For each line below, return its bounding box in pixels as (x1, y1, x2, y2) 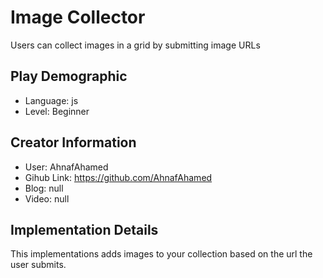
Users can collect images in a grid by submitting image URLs (10, 39, 261, 51)
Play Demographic (10, 68, 128, 85)
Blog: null (24, 182, 64, 194)
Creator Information (10, 134, 137, 151)
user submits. (10, 259, 67, 271)
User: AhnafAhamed (24, 161, 109, 173)
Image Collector (10, 6, 146, 29)
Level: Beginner (24, 105, 90, 117)
